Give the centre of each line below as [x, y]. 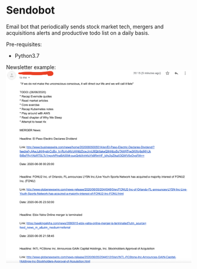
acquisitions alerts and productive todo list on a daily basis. [78, 32]
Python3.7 [27, 55]
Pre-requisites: [24, 44]
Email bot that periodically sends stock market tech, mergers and [85, 27]
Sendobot [31, 10]
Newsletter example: [31, 67]
